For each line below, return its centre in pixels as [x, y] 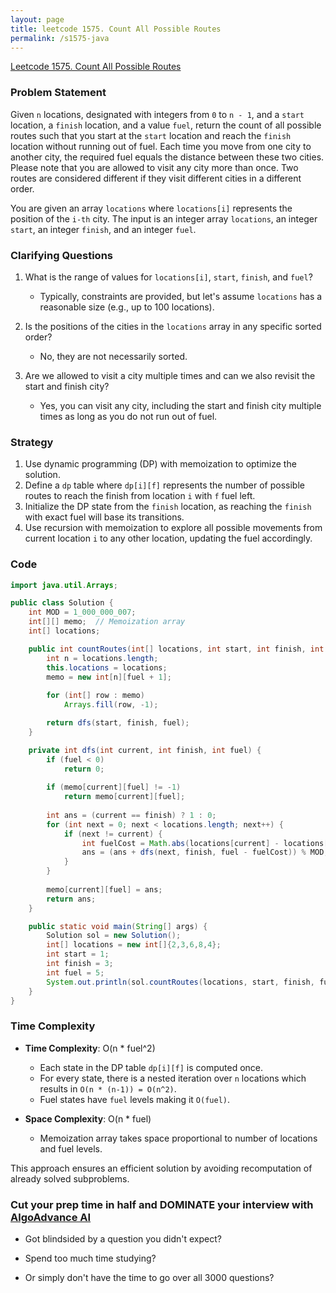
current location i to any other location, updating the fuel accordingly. [168, 538]
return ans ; [71, 899]
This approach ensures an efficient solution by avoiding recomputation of [161, 1168]
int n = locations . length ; [102, 658]
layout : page [37, 19]
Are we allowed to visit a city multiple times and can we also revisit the [170, 375]
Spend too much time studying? [90, 1258]
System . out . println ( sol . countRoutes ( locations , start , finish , [180, 982]
